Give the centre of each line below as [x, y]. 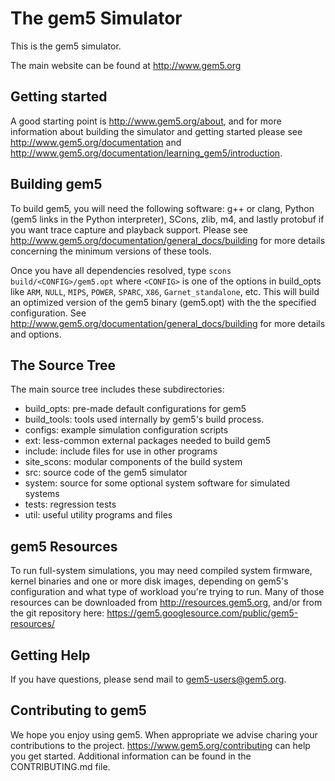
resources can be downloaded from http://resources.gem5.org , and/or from [166, 603]
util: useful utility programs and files [98, 515]
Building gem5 [56, 184]
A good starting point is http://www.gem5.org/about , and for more [146, 121]
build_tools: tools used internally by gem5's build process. [144, 419]
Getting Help [50, 655]
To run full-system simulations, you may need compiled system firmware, [161, 571]
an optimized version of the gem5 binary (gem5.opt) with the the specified [163, 302]
